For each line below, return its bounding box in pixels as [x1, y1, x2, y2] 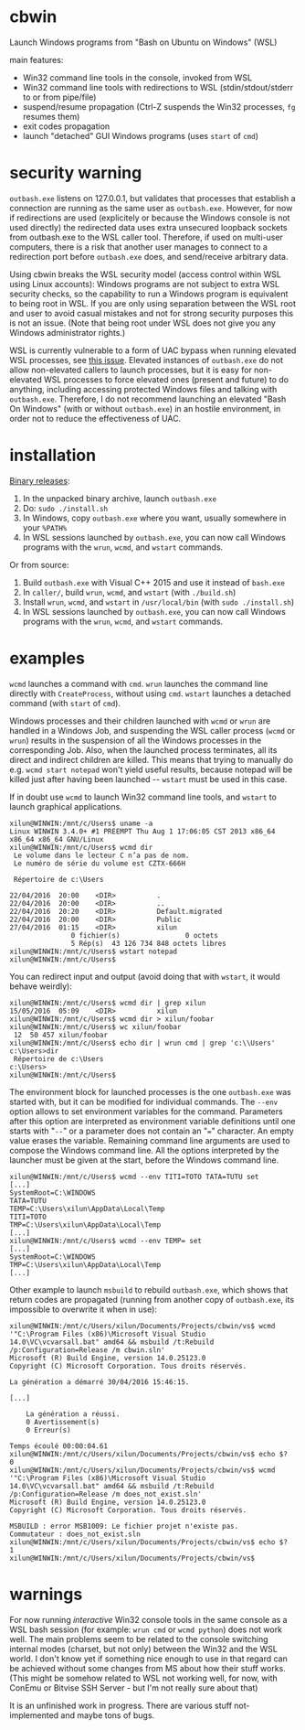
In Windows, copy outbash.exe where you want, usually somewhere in [22, 512, 287, 523]
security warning [9, 163, 142, 184]
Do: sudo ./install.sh [22, 502, 108, 513]
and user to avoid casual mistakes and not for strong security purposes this [9, 307, 294, 318]
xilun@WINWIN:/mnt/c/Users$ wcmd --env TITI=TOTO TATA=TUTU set [9, 1172, 259, 1181]
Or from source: [9, 559, 70, 570]
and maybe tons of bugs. [60, 1709, 155, 1721]
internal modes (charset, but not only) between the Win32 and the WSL [9, 1643, 279, 1654]
